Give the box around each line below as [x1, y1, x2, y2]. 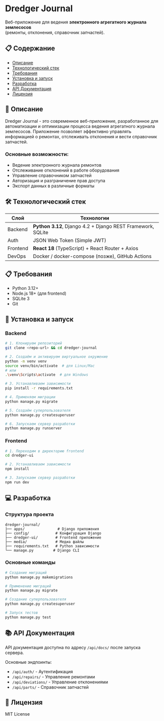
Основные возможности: [5, 151, 69, 158]
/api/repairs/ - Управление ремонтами [12, 674, 95, 679]
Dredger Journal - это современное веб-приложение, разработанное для [5, 118, 159, 124]
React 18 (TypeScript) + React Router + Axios [33, 245, 139, 252]
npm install [5, 466, 29, 472]
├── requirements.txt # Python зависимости [5, 544, 99, 548]
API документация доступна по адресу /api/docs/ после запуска [5, 644, 141, 650]
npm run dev [5, 480, 29, 484]
